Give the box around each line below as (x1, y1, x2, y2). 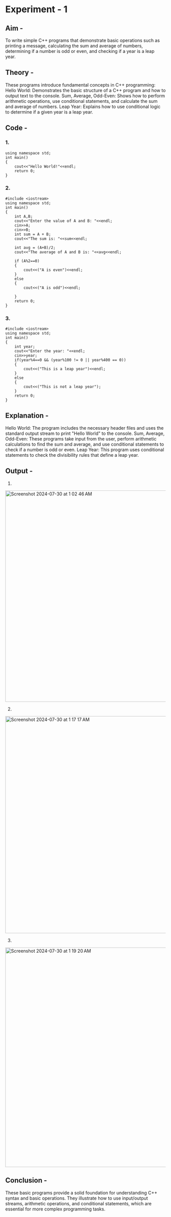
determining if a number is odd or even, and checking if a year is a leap (5, 48, 155, 54)
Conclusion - (5, 1176, 47, 1185)
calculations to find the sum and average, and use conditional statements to (5, 441, 164, 447)
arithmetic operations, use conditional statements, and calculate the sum (5, 98, 158, 104)
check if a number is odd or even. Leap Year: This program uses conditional (5, 447, 164, 453)
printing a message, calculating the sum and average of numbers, (5, 43, 144, 49)
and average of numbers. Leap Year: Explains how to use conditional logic (5, 103, 161, 109)
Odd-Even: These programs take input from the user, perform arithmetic (5, 435, 157, 441)
